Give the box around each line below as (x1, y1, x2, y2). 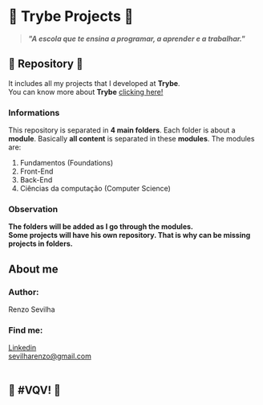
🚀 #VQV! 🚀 (8, 383, 62, 397)
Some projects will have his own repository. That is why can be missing (8, 231, 251, 240)
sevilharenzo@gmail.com (8, 351, 92, 361)
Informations (8, 107, 60, 118)
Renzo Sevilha (8, 305, 55, 314)
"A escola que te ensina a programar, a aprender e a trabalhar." (27, 34, 246, 43)
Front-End (19, 166, 54, 176)
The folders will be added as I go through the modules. (8, 222, 194, 231)
